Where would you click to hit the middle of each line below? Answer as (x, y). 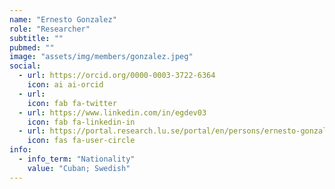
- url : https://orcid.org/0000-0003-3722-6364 (117, 76)
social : (25, 66)
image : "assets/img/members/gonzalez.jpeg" (101, 57)
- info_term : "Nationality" (77, 159)
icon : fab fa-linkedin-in (81, 122)
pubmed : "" (32, 47)
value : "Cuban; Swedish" (79, 168)
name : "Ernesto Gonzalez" (63, 19)
